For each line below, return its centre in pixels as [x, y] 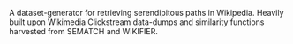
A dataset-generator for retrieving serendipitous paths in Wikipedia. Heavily [146, 13]
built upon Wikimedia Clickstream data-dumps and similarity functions [137, 22]
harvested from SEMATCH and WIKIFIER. [84, 31]
